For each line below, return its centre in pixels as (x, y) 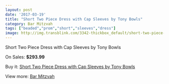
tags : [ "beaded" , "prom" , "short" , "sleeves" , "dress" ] (60, 28)
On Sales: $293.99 (25, 57)
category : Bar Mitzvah (29, 24)
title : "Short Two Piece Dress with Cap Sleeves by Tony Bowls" (74, 19)
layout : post (19, 10)
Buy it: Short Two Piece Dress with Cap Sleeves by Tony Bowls (70, 66)
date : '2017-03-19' (26, 14)
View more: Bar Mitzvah (30, 76)
